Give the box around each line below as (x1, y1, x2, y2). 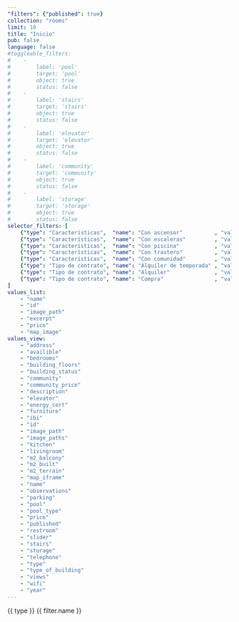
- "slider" (20, 534, 53, 541)
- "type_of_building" (20, 567, 84, 574)
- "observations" (20, 487, 72, 494)
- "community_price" (20, 381, 81, 388)
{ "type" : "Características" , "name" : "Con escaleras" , (20, 236, 218, 243)
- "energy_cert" (20, 401, 69, 408)
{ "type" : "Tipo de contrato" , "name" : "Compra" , (20, 275, 218, 282)
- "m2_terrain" (20, 467, 65, 475)
